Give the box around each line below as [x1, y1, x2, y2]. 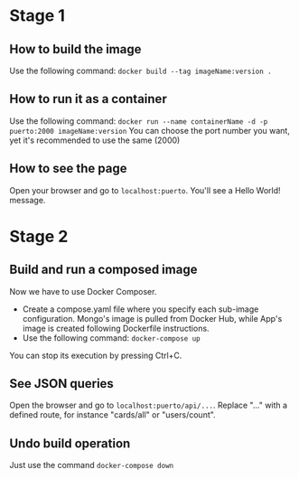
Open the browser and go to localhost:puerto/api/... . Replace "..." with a [9, 399, 287, 411]
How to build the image [9, 42, 142, 57]
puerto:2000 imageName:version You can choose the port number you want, [9, 125, 291, 136]
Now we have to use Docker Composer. [9, 286, 157, 296]
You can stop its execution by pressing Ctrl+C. [9, 350, 182, 361]
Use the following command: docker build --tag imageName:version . [9, 65, 273, 76]
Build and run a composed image [9, 262, 198, 277]
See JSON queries [9, 376, 115, 391]
